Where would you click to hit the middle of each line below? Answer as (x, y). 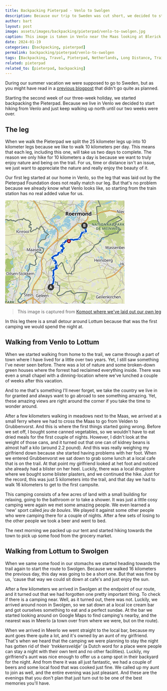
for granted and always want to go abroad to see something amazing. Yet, (81, 395)
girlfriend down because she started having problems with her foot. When (81, 453)
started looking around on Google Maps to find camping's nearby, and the (81, 615)
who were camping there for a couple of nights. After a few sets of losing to (83, 515)
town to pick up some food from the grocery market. (59, 536)
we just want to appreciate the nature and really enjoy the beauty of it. (77, 168)
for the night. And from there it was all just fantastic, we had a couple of (79, 662)
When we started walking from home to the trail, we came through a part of (82, 354)
